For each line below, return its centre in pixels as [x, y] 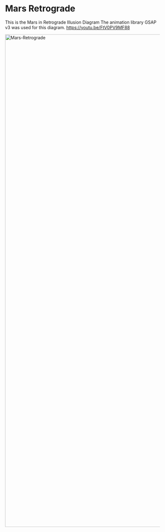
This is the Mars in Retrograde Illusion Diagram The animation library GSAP [81, 22]
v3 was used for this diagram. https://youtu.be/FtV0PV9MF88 [68, 27]
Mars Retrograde [40, 9]
